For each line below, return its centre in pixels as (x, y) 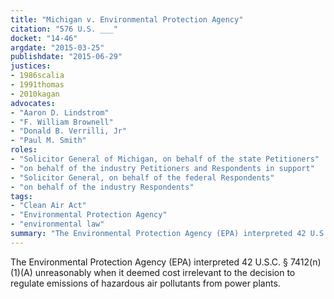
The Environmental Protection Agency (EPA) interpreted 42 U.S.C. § (149, 262)
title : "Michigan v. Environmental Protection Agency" (127, 19)
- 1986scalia (37, 76)
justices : (31, 66)
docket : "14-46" (44, 38)
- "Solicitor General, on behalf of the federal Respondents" (142, 177)
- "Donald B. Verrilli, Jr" (69, 131)
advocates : (33, 103)
